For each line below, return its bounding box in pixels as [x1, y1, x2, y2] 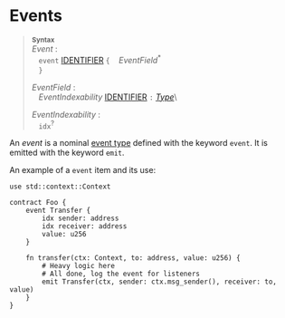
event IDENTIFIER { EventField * [38, 53, 161, 65]
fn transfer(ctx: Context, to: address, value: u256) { [25, 254, 242, 263]
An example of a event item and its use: [9, 165, 157, 176]
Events [9, 5, 63, 26]
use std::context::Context [9, 182, 111, 191]
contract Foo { [9, 198, 67, 207]
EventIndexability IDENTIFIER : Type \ [38, 92, 178, 102]
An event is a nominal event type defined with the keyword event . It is [9, 138, 269, 149]
